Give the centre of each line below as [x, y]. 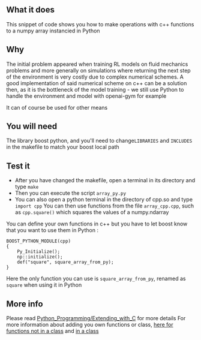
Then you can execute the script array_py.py [70, 193]
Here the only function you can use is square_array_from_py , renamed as [96, 279]
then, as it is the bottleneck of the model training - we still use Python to [95, 89]
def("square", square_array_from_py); [65, 262]
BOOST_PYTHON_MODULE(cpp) [38, 241]
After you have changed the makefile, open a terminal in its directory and [105, 180]
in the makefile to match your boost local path [63, 147]
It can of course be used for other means [57, 107]
